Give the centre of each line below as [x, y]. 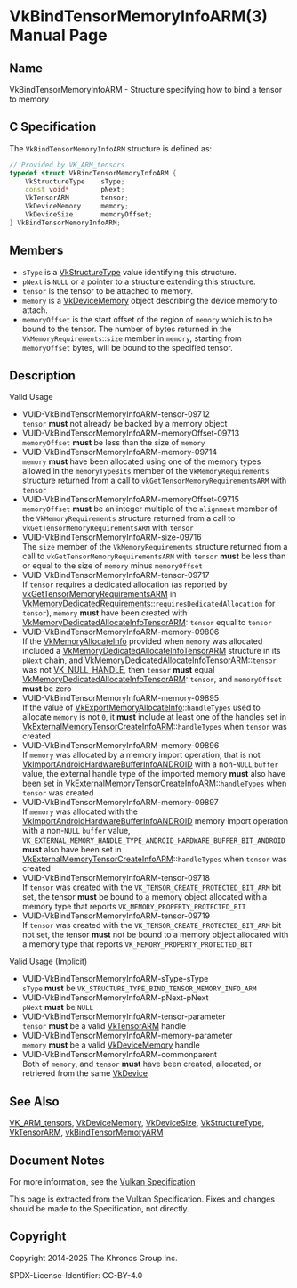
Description [42, 376]
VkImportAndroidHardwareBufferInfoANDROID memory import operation [155, 821]
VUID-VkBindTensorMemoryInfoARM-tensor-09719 [116, 916]
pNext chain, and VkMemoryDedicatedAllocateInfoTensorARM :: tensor [149, 660]
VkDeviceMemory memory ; [77, 207]
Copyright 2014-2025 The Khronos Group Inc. [93, 1258]
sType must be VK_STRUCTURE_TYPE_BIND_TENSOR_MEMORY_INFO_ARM [139, 988]
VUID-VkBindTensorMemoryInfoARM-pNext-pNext [115, 998]
